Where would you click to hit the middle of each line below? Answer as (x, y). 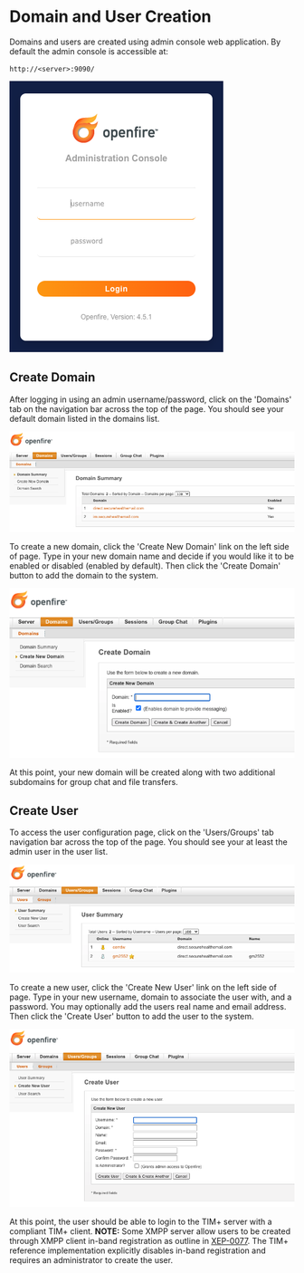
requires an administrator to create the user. (91, 1259)
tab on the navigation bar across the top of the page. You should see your (147, 408)
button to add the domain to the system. (84, 576)
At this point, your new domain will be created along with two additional (142, 772)
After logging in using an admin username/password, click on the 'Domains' (151, 399)
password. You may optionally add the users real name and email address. (148, 1007)
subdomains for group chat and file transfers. (94, 782)
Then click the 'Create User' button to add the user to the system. (132, 1017)
